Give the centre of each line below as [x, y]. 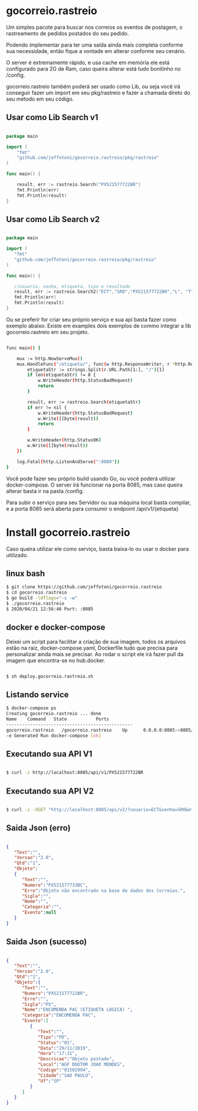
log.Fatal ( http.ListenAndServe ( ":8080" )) [68, 462]
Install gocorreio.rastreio [68, 532]
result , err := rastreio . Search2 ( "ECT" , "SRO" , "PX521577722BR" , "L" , [98, 292]
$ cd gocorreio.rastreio [37, 593]
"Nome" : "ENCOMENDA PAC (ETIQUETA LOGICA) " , [77, 1010]
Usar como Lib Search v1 [52, 118]
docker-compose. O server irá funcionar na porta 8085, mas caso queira [94, 485]
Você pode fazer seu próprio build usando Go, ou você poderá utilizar [91, 478]
